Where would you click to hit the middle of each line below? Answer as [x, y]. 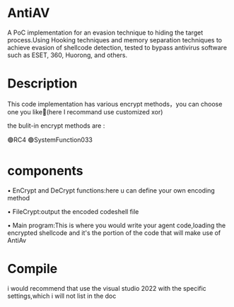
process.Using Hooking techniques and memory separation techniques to [115, 40]
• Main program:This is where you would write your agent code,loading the [117, 225]
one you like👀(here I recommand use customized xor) [85, 112]
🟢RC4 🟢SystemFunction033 [50, 140]
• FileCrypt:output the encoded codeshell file [73, 211]
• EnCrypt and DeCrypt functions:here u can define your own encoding [111, 190]
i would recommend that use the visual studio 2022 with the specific [107, 288]
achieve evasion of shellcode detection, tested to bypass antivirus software [117, 47]
